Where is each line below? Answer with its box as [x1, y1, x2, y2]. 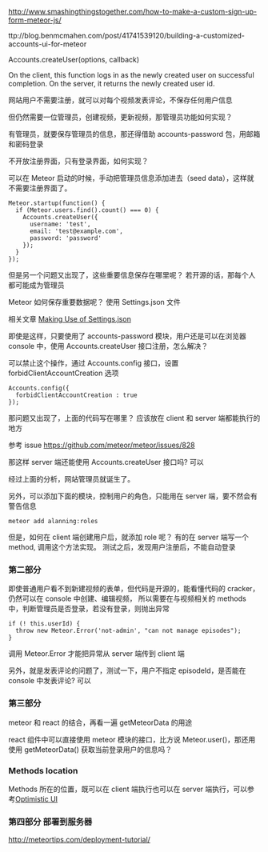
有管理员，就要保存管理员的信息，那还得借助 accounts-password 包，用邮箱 [8, 130, 261, 138]
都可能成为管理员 [8, 280, 65, 290]
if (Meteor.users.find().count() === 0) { [15, 206, 159, 214]
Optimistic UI [15, 794, 58, 803]
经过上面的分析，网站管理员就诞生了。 [8, 474, 134, 483]
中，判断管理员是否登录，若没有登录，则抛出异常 [8, 604, 170, 614]
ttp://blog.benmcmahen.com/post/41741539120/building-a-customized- [8, 31, 246, 40]
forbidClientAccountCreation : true [15, 391, 138, 399]
